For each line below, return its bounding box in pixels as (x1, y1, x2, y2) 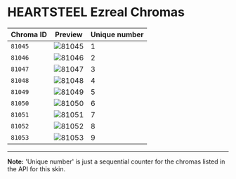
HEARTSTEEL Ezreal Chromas (7, 4, 185, 20)
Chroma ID (11, 29, 47, 39)
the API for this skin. (7, 164, 65, 173)
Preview (55, 29, 83, 39)
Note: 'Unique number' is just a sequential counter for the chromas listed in (7, 157, 225, 166)
